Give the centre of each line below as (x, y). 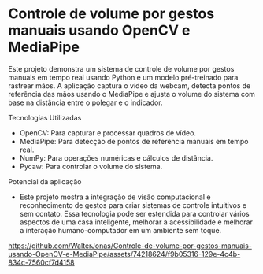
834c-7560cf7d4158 (41, 262)
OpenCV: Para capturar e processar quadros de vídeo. (108, 133)
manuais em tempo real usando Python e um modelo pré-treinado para (123, 77)
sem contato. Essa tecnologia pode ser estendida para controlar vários (134, 213)
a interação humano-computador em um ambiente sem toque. (120, 230)
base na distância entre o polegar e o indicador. (85, 102)
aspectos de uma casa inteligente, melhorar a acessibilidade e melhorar (136, 222)
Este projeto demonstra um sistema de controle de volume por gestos (121, 68)
